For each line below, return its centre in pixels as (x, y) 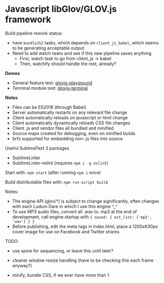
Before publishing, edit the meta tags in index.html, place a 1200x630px (85, 226)
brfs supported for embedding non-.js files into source (67, 139)
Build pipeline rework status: (34, 33)
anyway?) (22, 265)
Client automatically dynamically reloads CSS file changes (71, 123)
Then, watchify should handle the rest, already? (68, 64)
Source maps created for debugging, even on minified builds (74, 133)
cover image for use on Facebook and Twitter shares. (66, 231)
